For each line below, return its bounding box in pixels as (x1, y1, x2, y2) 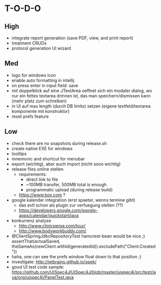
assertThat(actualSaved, (11, 238, 61, 244)
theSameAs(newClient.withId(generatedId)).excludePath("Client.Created (11, 243, 156, 249)
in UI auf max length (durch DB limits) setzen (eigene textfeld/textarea (11, 103, 151, 109)
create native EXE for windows (11, 145, 73, 151)
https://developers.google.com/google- (18, 207, 98, 213)
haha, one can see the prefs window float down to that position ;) (11, 253, 142, 259)
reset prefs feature (11, 113, 49, 119)
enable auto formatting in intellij (11, 77, 74, 83)
